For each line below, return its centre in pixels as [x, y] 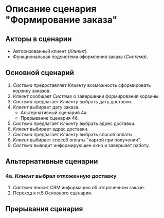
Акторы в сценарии [39, 39]
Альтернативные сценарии [52, 162]
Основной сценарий [40, 73]
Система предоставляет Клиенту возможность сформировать [82, 85]
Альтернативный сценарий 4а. [54, 112]
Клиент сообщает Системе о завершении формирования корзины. [86, 96]
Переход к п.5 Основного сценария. [52, 193]
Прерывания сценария [44, 209]
